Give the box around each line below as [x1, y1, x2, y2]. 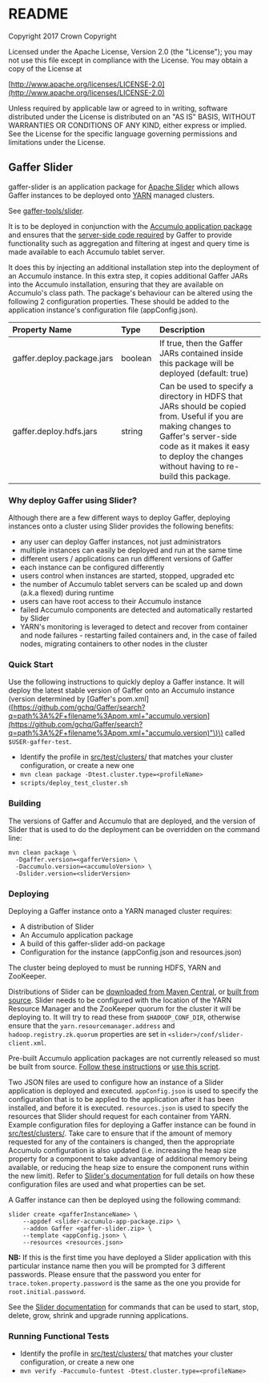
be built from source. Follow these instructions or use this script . [8, 1062, 221, 1071]
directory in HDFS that [159, 390, 243, 401]
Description [159, 324, 206, 335]
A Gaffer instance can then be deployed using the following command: [8, 1195, 242, 1204]
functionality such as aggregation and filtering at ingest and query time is [8, 238, 250, 248]
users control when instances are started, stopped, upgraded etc [19, 571, 235, 581]
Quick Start [8, 658, 54, 669]
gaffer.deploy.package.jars [12, 352, 114, 364]
